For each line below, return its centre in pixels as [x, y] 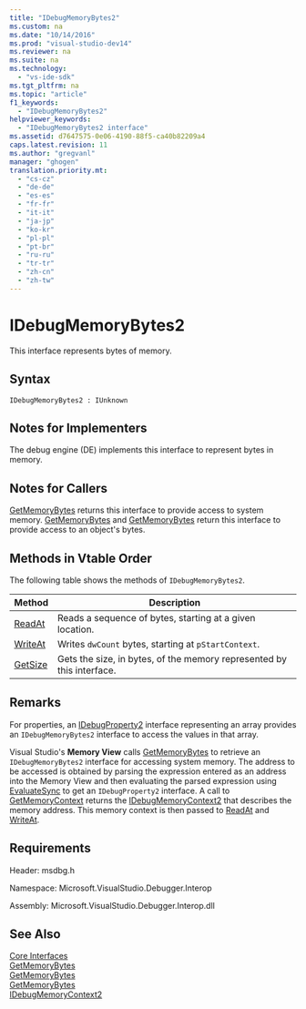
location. [76, 629]
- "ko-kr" [36, 229]
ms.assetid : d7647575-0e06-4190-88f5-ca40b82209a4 [107, 137]
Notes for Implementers [78, 428]
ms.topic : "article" [49, 94]
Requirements [50, 848]
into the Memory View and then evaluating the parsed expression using [143, 780]
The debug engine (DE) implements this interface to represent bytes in [142, 450]
